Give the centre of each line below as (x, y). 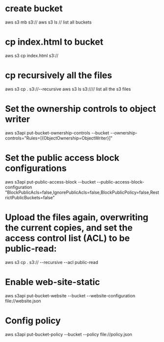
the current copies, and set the (69, 227)
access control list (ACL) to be (68, 238)
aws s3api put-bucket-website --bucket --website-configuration (70, 295)
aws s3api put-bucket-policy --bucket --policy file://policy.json (69, 334)
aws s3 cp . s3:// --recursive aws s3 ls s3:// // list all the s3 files (68, 89)
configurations (36, 168)
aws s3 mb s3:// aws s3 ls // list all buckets (48, 22)
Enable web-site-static (53, 282)
